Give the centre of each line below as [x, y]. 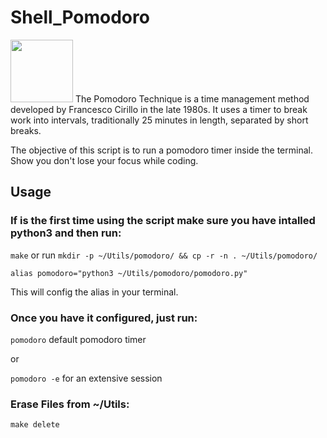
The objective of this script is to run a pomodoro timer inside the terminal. [161, 150]
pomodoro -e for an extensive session [86, 378]
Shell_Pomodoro [80, 17]
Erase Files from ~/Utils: [70, 404]
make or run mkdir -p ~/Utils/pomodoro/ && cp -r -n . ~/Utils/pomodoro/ [164, 255]
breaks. [26, 130]
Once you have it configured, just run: [104, 318]
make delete [35, 425]
